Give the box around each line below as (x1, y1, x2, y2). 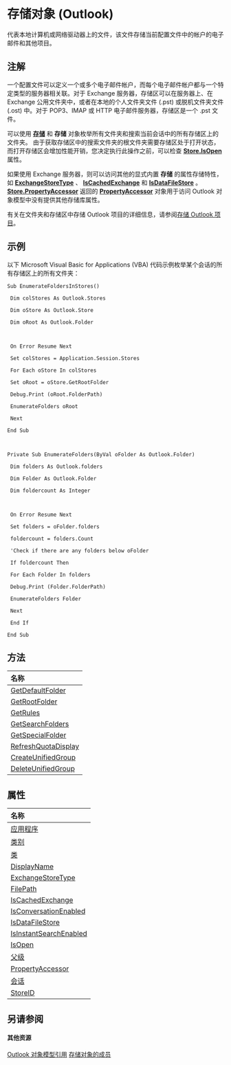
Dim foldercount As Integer (10, 487, 91, 494)
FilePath (10, 884, 37, 894)
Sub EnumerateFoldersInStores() (7, 282, 100, 289)
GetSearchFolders (10, 719, 69, 729)
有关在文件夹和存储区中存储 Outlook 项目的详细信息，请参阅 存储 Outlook (7, 210, 213, 218)
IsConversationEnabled (10, 906, 86, 916)
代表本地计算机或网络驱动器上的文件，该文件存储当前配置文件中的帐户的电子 (7, 30, 224, 38)
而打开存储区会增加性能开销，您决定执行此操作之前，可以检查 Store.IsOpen (7, 146, 222, 155)
